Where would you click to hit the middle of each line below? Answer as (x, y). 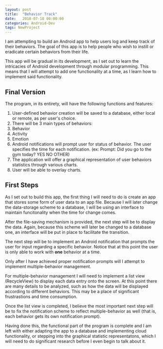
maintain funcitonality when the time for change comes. (61, 212)
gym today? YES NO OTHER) (41, 154)
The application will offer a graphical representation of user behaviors (82, 159)
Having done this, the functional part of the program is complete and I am (78, 326)
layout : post (18, 9)
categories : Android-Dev (30, 23)
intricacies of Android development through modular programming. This (77, 67)
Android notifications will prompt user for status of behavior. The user (81, 144)
